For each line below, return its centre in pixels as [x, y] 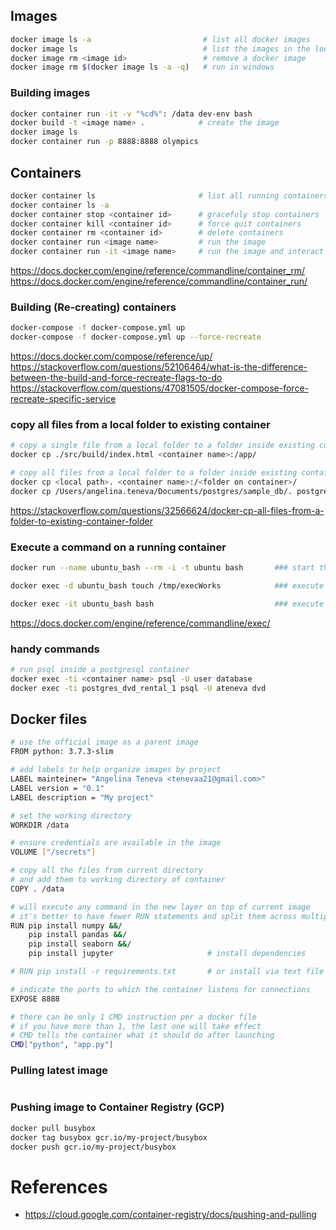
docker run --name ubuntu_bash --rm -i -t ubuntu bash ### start [162, 568]
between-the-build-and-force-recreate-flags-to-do [116, 378]
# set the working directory [71, 815]
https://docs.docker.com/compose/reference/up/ [111, 356]
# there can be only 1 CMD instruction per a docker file [133, 1017]
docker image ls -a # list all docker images [160, 39]
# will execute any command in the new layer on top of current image [160, 907]
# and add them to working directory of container [118, 880]
